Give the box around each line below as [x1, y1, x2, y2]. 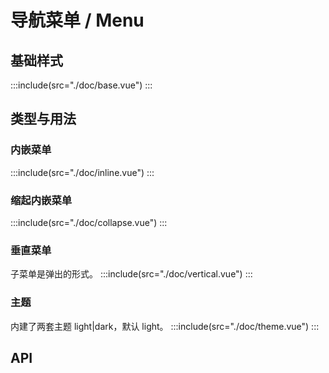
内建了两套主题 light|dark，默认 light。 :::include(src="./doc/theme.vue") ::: [10, 320, 320, 332]
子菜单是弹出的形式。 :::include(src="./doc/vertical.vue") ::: [10, 268, 253, 280]
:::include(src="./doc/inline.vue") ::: [10, 166, 155, 178]
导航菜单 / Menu [10, 9, 145, 32]
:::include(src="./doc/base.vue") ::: [10, 79, 153, 91]
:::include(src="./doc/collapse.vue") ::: [10, 216, 168, 228]
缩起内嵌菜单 [10, 193, 73, 207]
